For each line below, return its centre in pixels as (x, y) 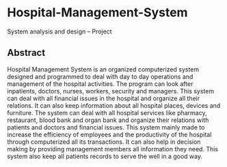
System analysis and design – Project (59, 31)
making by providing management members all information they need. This (113, 149)
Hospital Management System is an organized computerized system (103, 69)
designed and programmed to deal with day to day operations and (100, 76)
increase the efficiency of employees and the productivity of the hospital (109, 134)
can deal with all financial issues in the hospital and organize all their (104, 98)
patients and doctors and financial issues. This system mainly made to (106, 127)
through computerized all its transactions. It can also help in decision (104, 142)
